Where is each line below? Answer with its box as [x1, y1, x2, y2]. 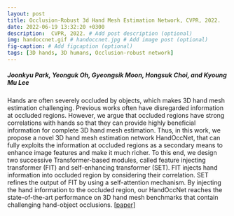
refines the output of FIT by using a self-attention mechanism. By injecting [7, 178, 222, 187]
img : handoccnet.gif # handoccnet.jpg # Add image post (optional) [7, 36, 209, 43]
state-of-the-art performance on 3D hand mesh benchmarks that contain [7, 193, 219, 201]
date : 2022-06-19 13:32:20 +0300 [7, 23, 105, 30]
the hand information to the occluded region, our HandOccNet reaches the [7, 185, 223, 194]
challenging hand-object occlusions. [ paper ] [7, 201, 136, 209]
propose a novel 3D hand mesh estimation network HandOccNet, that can [7, 133, 221, 142]
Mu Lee [7, 79, 29, 87]
